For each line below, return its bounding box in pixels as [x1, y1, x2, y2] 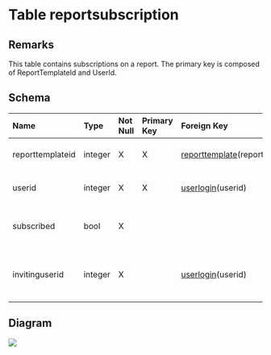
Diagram [8, 316, 52, 330]
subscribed [12, 220, 56, 232]
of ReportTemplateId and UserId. [8, 68, 117, 77]
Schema [8, 91, 51, 105]
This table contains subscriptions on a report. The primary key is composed [8, 59, 261, 69]
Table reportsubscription [8, 6, 179, 24]
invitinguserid [12, 269, 65, 280]
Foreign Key [181, 119, 228, 131]
